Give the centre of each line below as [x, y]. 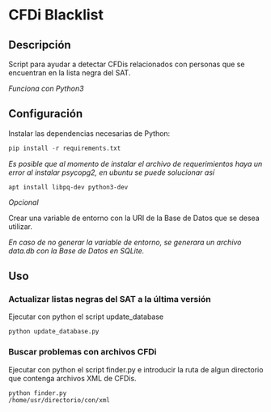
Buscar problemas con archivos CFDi [83, 352]
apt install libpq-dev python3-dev [68, 187]
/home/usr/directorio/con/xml [59, 400]
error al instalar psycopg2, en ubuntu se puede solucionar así [112, 172]
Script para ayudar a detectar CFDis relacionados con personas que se [127, 64]
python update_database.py [54, 332]
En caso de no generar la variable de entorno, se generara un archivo [125, 242]
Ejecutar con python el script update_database [86, 316]
